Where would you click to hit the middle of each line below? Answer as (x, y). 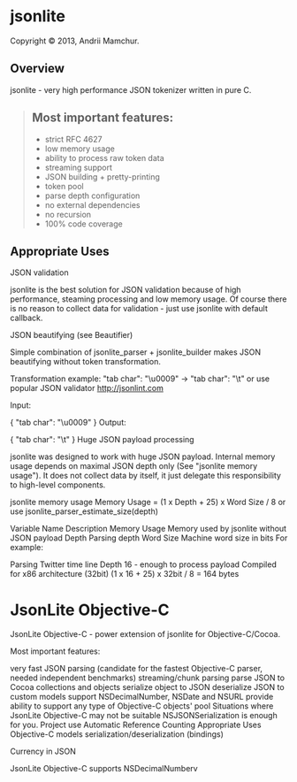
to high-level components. (58, 485)
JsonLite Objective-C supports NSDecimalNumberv (104, 769)
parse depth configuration (92, 195)
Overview (38, 69)
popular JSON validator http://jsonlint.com (87, 388)
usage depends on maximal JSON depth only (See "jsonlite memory (134, 466)
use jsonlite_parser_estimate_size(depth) (84, 511)
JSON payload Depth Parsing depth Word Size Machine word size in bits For (149, 538)
